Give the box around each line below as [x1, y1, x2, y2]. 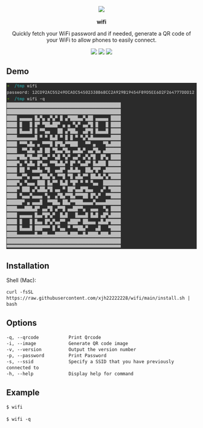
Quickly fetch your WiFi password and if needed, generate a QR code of [11, 30, 192, 37]
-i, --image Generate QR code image [6, 341, 129, 347]
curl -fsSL [6, 289, 34, 295]
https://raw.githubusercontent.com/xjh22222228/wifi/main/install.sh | [6, 295, 190, 301]
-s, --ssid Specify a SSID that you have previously [6, 359, 174, 365]
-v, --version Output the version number [6, 347, 137, 353]
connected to [6, 365, 39, 371]
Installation [6, 260, 50, 271]
